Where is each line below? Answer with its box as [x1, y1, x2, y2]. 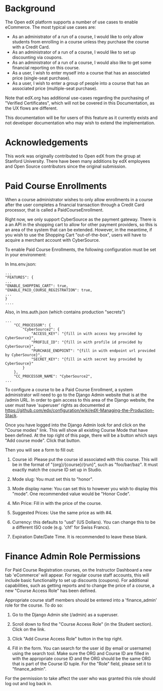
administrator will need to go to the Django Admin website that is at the [5, 392, 147, 398]
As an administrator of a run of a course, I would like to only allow [12, 34, 144, 39]
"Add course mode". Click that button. [5, 437, 81, 443]
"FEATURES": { [5, 275, 34, 280]
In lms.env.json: [5, 261, 36, 267]
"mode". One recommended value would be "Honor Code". [12, 491, 130, 497]
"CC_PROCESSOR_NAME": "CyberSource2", [14, 374, 92, 379]
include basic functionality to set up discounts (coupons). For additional [5, 577, 149, 583]
